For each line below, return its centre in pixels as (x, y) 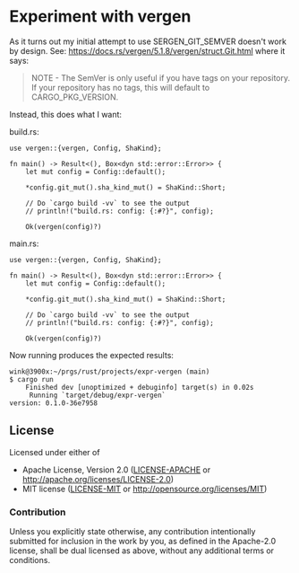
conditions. (30, 560)
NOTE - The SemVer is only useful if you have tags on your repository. (161, 77)
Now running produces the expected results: (92, 355)
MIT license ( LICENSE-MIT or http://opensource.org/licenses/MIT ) (145, 489)
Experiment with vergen (100, 17)
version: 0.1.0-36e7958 (54, 403)
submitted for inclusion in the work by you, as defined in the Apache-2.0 (142, 542)
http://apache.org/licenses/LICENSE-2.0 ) (98, 479)
